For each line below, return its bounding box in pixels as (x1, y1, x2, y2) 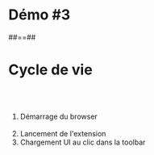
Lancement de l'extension (19, 128, 106, 138)
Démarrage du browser (19, 111, 98, 121)
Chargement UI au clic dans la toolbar (19, 137, 146, 147)
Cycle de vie (8, 61, 93, 79)
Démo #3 (8, 6, 71, 24)
